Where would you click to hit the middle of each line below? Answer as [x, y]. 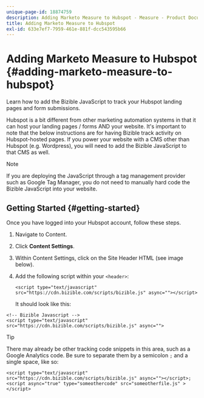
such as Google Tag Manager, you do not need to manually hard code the [98, 183]
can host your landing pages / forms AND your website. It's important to [96, 127]
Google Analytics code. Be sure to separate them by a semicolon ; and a [97, 355]
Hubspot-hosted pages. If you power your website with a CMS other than [98, 139]
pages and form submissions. [43, 108]
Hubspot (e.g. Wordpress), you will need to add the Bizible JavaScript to [97, 146]
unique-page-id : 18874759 [39, 12]
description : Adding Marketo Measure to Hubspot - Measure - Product [96, 18]
